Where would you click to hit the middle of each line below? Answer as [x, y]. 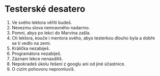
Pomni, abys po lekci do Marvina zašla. [51, 33]
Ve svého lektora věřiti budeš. [42, 22]
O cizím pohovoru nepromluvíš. [43, 69]
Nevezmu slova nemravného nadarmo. [51, 27]
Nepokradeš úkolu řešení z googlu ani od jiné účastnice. [68, 64]
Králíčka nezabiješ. [31, 48]
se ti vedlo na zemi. [31, 43]
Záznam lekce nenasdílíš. [37, 58]
